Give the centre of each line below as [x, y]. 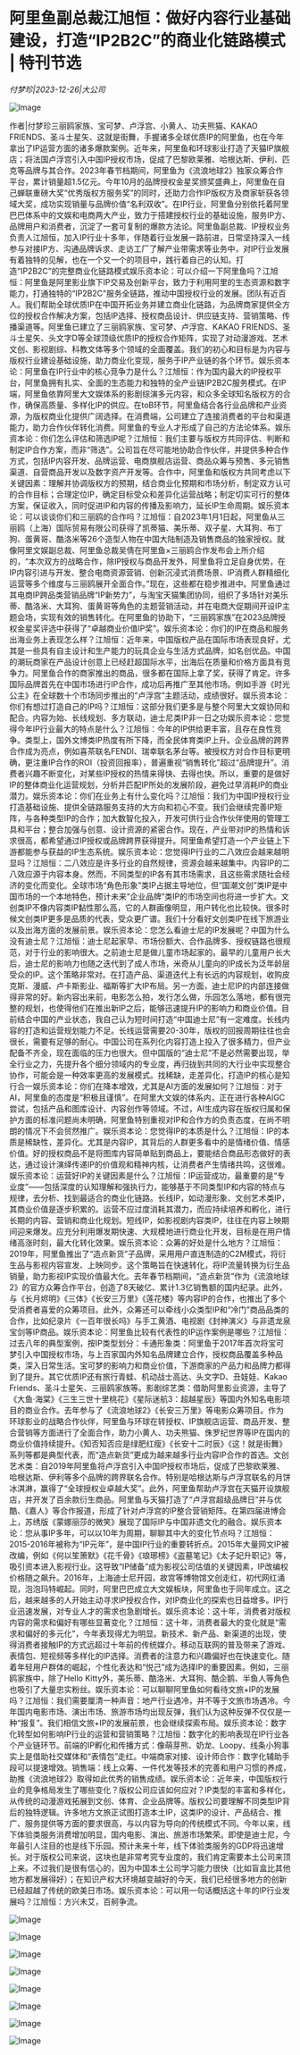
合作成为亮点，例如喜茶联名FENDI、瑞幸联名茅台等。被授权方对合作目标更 [146, 751]
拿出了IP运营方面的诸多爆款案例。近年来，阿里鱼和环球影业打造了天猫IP [142, 147]
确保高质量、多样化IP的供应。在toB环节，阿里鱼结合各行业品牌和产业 [152, 405]
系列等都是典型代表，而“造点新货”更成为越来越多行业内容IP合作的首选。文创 [150, 1455]
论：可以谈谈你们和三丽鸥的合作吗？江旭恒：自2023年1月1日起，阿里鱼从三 [147, 516]
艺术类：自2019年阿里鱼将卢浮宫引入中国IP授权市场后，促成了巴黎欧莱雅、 [147, 1465]
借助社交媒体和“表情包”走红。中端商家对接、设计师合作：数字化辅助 [158, 1756]
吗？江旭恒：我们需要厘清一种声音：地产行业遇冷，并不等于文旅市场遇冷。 [146, 1700]
